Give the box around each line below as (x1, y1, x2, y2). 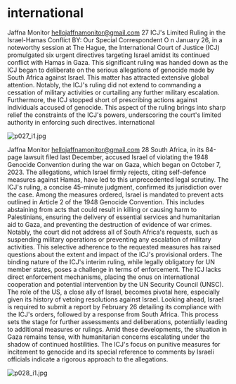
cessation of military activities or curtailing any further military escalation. (7, 88, 220, 97)
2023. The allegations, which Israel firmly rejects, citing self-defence (7, 168, 206, 176)
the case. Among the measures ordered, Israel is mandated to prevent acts (7, 190, 224, 199)
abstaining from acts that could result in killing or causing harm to (7, 205, 197, 213)
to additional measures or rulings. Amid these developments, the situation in (7, 325, 227, 333)
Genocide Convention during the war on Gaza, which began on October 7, (7, 160, 221, 168)
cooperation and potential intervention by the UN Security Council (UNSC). (7, 280, 224, 288)
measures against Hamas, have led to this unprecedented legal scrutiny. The (7, 175, 229, 184)
